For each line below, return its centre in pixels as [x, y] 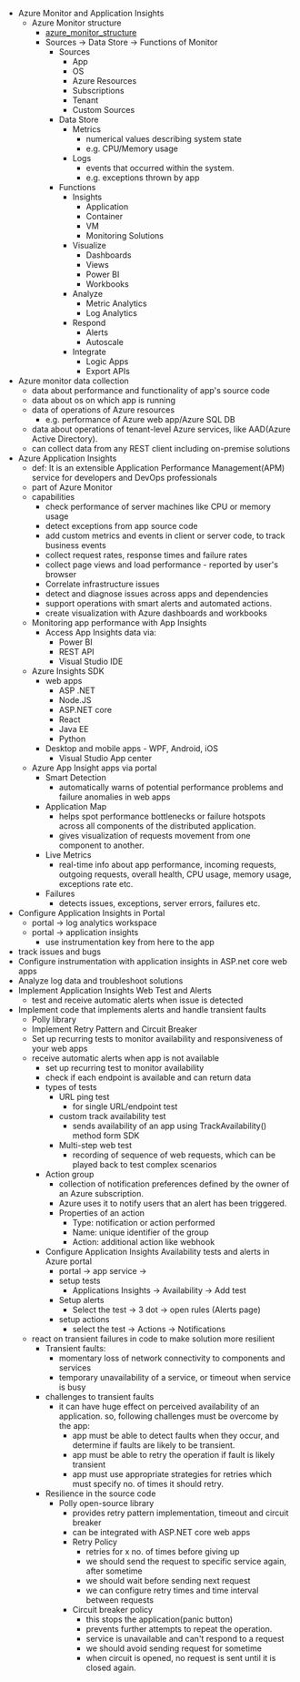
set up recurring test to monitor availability [125, 1068]
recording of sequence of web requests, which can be [174, 1155]
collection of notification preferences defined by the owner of [174, 1184]
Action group [70, 1174]
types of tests [71, 1087]
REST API [76, 652]
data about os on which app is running [103, 400]
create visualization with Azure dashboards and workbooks [156, 613]
